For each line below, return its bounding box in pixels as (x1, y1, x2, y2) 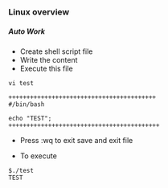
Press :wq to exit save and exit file (19, 135, 133, 145)
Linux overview (8, 6, 70, 18)
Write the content (19, 55, 78, 64)
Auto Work (8, 27, 46, 36)
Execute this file (19, 63, 74, 73)
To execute (19, 151, 58, 161)
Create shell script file (19, 47, 93, 56)
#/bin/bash (8, 100, 45, 108)
